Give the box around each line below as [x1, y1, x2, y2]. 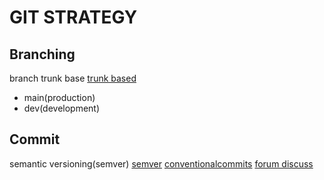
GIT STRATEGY [9, 6, 138, 29]
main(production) [23, 92, 96, 103]
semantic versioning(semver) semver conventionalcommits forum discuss [9, 157, 314, 170]
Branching [9, 46, 76, 63]
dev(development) [23, 102, 101, 114]
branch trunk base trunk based [9, 72, 137, 84]
